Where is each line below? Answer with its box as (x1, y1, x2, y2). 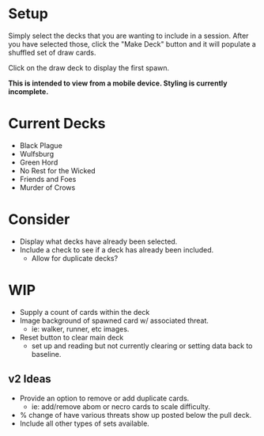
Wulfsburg (19, 149, 54, 158)
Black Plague (19, 140, 63, 150)
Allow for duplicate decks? (31, 253, 119, 263)
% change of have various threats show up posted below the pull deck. (19, 410, 252, 419)
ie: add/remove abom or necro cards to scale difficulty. (31, 401, 211, 411)
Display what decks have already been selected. (19, 237, 178, 246)
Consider (8, 210, 70, 229)
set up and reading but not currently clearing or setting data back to (31, 341, 253, 351)
